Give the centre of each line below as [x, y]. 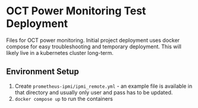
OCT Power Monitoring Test [76, 11]
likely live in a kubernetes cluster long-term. [60, 53]
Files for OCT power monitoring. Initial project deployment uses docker [93, 40]
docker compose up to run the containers [64, 98]
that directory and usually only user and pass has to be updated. [94, 92]
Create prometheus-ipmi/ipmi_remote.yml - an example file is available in [103, 86]
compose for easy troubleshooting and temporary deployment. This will [94, 47]
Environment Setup [43, 72]
